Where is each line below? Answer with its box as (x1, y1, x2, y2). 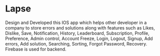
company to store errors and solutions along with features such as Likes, (5, 24, 155, 30)
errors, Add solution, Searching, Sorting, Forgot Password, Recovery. (5, 40, 147, 46)
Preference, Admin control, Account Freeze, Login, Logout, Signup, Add (5, 35, 153, 41)
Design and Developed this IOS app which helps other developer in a (5, 19, 147, 25)
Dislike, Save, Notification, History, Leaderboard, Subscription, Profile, (5, 30, 149, 36)
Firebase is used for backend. (5, 46, 66, 52)
